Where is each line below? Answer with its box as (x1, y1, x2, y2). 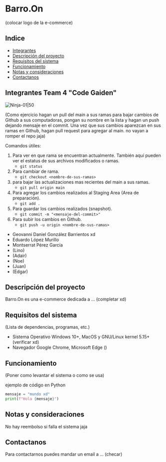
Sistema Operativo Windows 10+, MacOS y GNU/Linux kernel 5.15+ (12, 334, 150, 340)
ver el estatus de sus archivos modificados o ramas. (12, 157, 120, 163)
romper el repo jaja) (5, 133, 46, 139)
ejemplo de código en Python (5, 382, 66, 388)
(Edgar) (12, 269, 28, 275)
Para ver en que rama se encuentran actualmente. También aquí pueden (12, 152, 161, 158)
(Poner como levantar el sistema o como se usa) (5, 372, 105, 378)
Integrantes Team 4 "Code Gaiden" (5, 89, 117, 97)
